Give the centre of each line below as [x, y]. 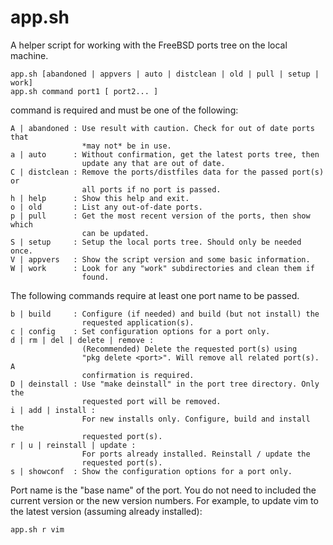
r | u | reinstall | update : [73, 445]
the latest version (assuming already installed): [106, 511]
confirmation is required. [138, 375]
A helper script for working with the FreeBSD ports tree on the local [149, 45]
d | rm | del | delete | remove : [82, 340]
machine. [29, 55]
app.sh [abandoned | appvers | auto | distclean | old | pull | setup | [165, 74]
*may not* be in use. [126, 146]
